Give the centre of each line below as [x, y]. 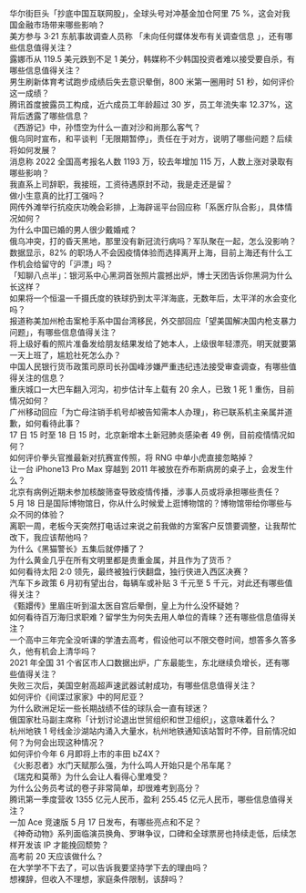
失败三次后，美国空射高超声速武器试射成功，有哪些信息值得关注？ [133, 685]
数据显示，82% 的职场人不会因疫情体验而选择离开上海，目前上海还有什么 [147, 252]
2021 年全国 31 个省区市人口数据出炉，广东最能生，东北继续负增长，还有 [146, 662]
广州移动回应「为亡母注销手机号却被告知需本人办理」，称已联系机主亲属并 [147, 412]
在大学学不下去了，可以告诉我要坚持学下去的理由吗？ [109, 867]
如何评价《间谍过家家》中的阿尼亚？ [77, 697]
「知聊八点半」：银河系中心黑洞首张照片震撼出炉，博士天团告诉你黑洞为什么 [151, 275]
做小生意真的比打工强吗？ [57, 195]
